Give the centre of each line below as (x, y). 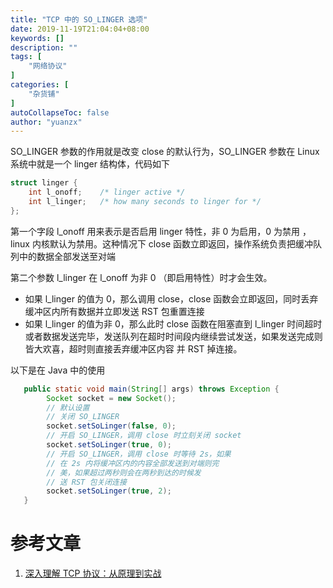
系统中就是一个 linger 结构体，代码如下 (90, 164)
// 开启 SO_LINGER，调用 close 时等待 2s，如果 (139, 454)
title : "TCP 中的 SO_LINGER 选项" (79, 19)
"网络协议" (48, 66)
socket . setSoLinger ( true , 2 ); (109, 491)
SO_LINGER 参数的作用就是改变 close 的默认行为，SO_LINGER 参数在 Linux (165, 152)
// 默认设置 (68, 407)
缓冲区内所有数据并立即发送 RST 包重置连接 (114, 311)
